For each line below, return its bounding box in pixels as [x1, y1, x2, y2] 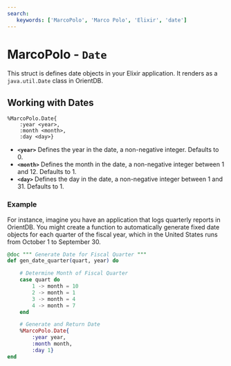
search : [7, 10, 30, 17]
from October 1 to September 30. [7, 237, 102, 246]
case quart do [19, 277, 60, 284]
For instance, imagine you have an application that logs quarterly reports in [7, 216, 221, 224]
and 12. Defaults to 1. [17, 168, 77, 176]
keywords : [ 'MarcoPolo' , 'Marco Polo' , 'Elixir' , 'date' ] [16, 17, 187, 24]
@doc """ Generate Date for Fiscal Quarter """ [7, 251, 147, 258]
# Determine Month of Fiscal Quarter [19, 270, 129, 277]
